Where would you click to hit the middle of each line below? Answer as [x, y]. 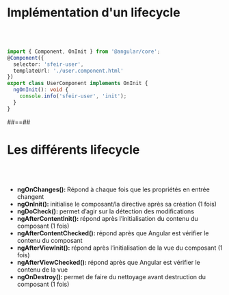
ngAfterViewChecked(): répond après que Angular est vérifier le [108, 262]
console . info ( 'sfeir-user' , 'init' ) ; [73, 96]
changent [30, 196]
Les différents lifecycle [73, 150]
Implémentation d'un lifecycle [94, 13]
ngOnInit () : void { [41, 90]
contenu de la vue [42, 270]
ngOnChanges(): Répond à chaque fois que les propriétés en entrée [113, 189]
